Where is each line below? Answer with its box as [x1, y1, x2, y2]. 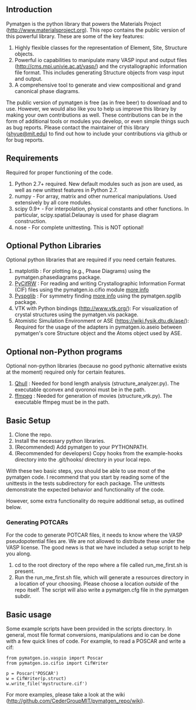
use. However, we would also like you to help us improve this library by [6, 105, 177, 112]
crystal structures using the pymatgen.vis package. [14, 311, 139, 318]
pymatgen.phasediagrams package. [14, 274, 101, 281]
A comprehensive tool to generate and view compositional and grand [14, 81, 181, 88]
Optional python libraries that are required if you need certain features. [6, 256, 177, 263]
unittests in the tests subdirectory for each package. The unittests [6, 480, 165, 487]
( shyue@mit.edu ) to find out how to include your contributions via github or [6, 130, 188, 137]
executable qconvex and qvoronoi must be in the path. [14, 386, 146, 393]
